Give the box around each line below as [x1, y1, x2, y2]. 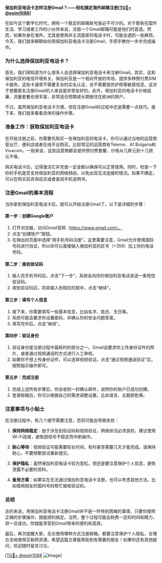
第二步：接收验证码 [5, 261, 43, 267]
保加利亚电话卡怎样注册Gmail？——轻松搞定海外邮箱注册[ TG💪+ [5, 5, 132, 10]
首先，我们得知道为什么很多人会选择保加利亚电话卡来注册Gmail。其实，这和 [5, 70, 156, 76]
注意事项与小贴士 [5, 406, 45, 412]
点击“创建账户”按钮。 [12, 231, 54, 237]
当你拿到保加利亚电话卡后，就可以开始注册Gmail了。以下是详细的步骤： [5, 201, 148, 207]
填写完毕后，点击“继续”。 [12, 321, 63, 327]
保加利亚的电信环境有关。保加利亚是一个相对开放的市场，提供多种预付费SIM [5, 76, 157, 81]
